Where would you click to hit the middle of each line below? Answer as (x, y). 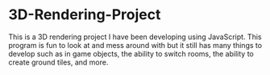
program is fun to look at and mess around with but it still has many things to (135, 45)
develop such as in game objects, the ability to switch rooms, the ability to (131, 53)
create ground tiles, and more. (58, 62)
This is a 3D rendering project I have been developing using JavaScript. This (135, 37)
